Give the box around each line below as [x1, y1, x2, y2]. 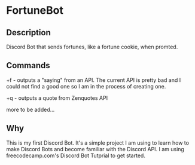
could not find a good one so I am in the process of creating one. [6, 82, 166, 90]
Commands [6, 60, 51, 71]
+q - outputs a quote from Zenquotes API [6, 94, 108, 102]
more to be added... [6, 106, 55, 113]
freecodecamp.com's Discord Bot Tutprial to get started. [6, 152, 145, 159]
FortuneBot [6, 4, 64, 17]
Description [6, 27, 51, 38]
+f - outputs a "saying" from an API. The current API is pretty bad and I [6, 76, 181, 84]
